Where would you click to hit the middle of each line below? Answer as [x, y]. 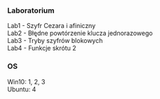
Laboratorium [31, 11]
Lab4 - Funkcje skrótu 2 [42, 48]
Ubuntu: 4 [22, 89]
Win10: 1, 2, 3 [26, 81]
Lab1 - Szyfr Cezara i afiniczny [52, 26]
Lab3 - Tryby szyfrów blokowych [55, 41]
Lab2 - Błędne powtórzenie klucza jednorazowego [80, 33]
